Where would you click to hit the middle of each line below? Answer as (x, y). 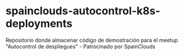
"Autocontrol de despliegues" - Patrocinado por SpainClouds (81, 46)
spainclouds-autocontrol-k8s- (83, 11)
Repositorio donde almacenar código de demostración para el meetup (92, 40)
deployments (39, 24)
